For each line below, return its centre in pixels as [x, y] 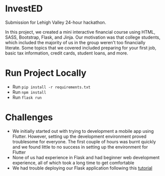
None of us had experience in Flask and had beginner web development [86, 157]
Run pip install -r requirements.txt [51, 87]
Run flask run [27, 97]
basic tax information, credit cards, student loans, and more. [67, 53]
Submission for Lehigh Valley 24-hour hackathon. [56, 22]
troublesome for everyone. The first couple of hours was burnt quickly [84, 141]
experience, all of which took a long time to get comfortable [73, 163]
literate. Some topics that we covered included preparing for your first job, [81, 48]
